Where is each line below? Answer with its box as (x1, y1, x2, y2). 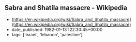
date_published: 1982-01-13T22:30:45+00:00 (11, 26, 103, 32)
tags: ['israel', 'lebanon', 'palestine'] (11, 31, 83, 37)
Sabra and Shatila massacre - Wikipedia (4, 4, 128, 12)
